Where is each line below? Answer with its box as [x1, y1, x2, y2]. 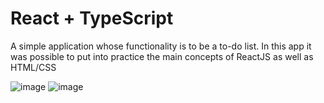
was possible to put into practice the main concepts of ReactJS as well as [10, 50, 314, 62]
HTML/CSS [10, 61, 57, 73]
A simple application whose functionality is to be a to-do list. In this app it [10, 40, 312, 52]
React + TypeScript [10, 7, 174, 30]
